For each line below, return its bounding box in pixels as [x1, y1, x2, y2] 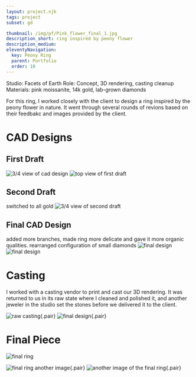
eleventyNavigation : [6, 47, 57, 53]
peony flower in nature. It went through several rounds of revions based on [6, 104, 188, 111]
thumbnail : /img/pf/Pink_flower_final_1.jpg [6, 30, 117, 36]
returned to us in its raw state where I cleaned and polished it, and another [6, 295, 187, 302]
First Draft [6, 154, 44, 165]
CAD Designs [6, 131, 73, 144]
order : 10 [11, 63, 35, 69]
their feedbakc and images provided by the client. [6, 110, 127, 117]
